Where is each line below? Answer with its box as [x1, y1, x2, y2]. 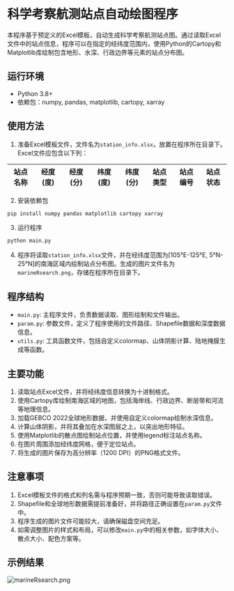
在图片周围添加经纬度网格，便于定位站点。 [17, 440, 140, 448]
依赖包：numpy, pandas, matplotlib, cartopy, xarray [17, 98, 165, 106]
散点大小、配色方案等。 [17, 534, 85, 542]
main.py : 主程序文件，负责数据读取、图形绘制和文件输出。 [17, 311, 183, 319]
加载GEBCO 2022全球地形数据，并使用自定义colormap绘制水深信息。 [17, 413, 217, 422]
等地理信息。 [17, 405, 54, 413]
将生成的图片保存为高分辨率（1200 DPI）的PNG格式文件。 [17, 448, 185, 456]
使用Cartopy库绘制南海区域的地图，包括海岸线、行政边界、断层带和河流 [17, 396, 224, 404]
